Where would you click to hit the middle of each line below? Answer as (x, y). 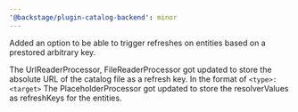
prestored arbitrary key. (53, 52)
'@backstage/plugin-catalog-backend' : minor (93, 17)
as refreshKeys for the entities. (66, 98)
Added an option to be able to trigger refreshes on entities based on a (137, 43)
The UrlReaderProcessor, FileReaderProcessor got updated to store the (141, 69)
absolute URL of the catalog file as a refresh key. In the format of (128, 79)
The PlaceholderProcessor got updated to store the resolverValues (166, 88)
